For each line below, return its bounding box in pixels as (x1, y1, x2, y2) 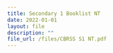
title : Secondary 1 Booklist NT (7, 10, 101, 17)
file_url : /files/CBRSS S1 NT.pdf (7, 36, 107, 43)
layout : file (7, 23, 45, 30)
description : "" (7, 29, 54, 36)
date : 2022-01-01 (7, 17, 58, 23)
